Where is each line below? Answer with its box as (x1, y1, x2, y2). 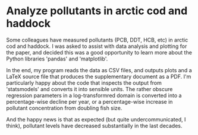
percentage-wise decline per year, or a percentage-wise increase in (6, 98, 173, 105)
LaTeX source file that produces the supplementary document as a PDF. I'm (6, 73, 191, 80)
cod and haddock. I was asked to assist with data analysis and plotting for (6, 43, 187, 50)
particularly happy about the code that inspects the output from (6, 79, 162, 86)
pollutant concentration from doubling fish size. (6, 104, 122, 111)
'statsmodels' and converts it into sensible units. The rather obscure (6, 85, 173, 92)
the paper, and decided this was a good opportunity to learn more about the (6, 49, 192, 56)
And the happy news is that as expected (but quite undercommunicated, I (6, 115, 186, 123)
